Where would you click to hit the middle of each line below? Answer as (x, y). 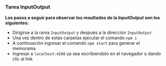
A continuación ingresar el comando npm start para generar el (76, 43)
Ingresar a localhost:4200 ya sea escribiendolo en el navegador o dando (86, 54)
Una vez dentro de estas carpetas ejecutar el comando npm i (75, 38)
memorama (24, 49)
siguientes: (17, 23)
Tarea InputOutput (28, 7)
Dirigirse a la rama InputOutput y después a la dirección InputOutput (82, 33)
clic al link (23, 59)
